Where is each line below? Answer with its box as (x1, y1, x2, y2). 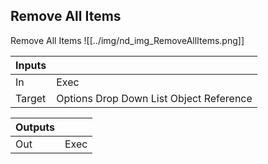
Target (15, 91, 47, 105)
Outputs (15, 120, 55, 134)
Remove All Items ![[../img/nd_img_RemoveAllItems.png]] (10, 34, 245, 46)
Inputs (15, 58, 47, 72)
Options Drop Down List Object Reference (56, 91, 253, 105)
